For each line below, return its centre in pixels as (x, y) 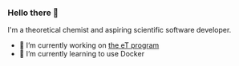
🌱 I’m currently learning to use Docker (82, 54)
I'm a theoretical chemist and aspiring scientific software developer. (119, 30)
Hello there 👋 (33, 13)
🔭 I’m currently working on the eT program (89, 45)
